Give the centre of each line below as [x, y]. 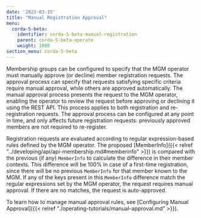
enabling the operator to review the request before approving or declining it [101, 101]
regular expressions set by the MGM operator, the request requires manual [100, 183]
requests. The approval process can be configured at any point [115, 114]
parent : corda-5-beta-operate [56, 40]
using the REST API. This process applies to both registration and [88, 107]
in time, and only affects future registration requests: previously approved [98, 120]
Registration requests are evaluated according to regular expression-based [100, 138]
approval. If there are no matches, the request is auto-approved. [87, 190]
